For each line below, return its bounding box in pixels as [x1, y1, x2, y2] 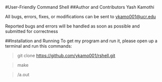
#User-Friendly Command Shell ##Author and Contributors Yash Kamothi [5, 4, 155, 10]
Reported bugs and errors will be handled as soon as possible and [5, 23, 140, 29]
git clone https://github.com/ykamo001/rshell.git [17, 53, 116, 58]
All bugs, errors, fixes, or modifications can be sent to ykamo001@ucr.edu [5, 14, 156, 19]
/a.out [17, 72, 30, 78]
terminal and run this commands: [5, 43, 73, 49]
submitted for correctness [5, 28, 58, 34]
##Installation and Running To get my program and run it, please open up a [5, 38, 158, 44]
